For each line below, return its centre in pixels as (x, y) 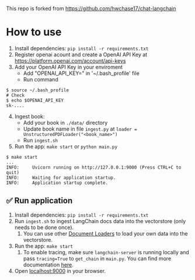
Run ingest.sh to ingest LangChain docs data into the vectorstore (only (100, 221)
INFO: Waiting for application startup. (61, 177)
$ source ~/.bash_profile (37, 90)
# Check (15, 95)
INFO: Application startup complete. (57, 183)
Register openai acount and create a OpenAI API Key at (81, 54)
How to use (34, 32)
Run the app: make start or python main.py (66, 146)
